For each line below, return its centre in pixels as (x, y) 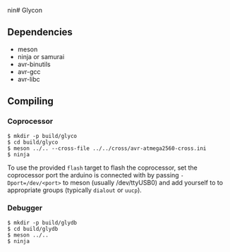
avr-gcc (29, 71)
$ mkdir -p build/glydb (42, 222)
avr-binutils (34, 64)
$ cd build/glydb (33, 229)
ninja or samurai (41, 56)
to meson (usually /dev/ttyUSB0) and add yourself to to (143, 182)
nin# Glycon (25, 10)
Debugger (25, 208)
